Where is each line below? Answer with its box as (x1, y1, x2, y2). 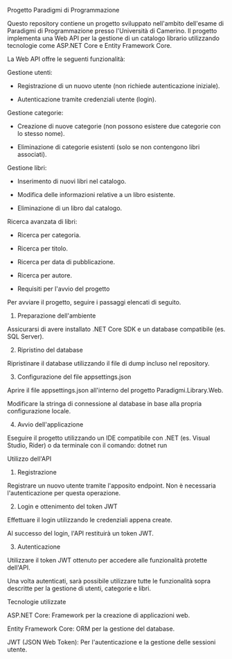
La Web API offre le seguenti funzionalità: (7, 55, 126, 63)
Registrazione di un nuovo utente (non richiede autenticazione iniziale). (17, 82, 220, 89)
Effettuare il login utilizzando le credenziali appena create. (7, 516, 173, 524)
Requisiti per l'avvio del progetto (17, 284, 110, 293)
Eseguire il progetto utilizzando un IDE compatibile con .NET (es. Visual (7, 434, 211, 442)
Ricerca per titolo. (17, 244, 68, 253)
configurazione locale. (7, 407, 71, 415)
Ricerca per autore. (17, 271, 73, 280)
